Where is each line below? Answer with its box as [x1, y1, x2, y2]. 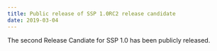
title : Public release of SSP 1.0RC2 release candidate [7, 10, 176, 17]
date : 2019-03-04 [7, 17, 59, 24]
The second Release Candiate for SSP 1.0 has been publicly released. [7, 36, 211, 44]
